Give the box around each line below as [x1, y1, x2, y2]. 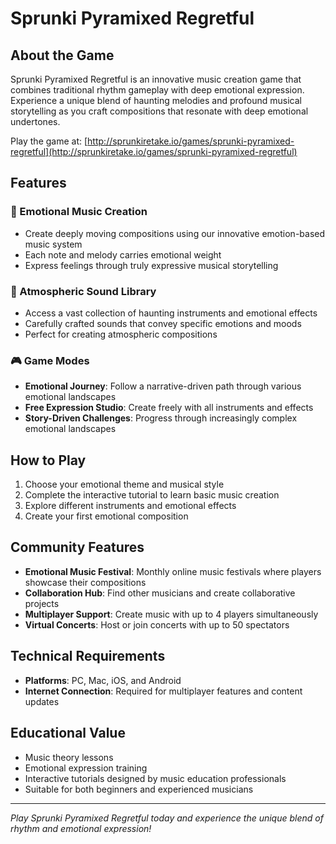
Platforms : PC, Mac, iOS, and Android [24, 674, 182, 686]
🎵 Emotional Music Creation [10, 205, 148, 219]
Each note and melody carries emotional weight [24, 248, 222, 261]
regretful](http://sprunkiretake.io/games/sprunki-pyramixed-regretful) [10, 146, 298, 157]
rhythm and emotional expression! [10, 822, 152, 834]
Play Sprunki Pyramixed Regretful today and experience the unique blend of [10, 812, 324, 824]
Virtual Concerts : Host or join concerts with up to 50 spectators [24, 618, 290, 631]
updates [24, 695, 60, 707]
